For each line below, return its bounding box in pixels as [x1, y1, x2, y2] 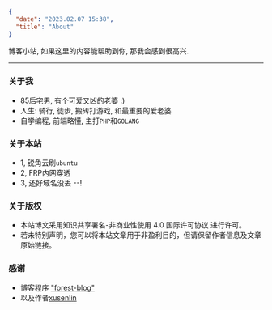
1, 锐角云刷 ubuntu [19, 158, 79, 168]
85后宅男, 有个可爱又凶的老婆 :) [19, 96, 125, 105]
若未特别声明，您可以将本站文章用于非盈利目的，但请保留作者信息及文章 [19, 231, 261, 240]
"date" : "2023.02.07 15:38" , [15, 15, 114, 23]
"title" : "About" [15, 23, 74, 31]
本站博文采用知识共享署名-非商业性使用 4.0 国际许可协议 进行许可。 [19, 220, 247, 230]
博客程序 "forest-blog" [19, 282, 96, 292]
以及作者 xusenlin [19, 292, 77, 303]
